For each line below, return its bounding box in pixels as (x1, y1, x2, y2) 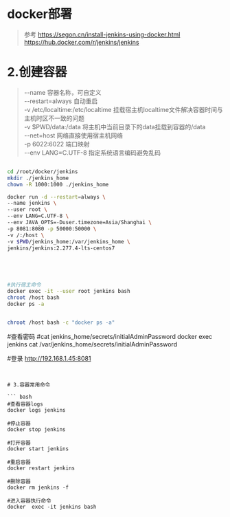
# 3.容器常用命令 (7, 381, 50, 388)
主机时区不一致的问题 (23, 114, 84, 122)
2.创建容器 (7, 65, 67, 80)
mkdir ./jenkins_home (7, 175, 69, 181)
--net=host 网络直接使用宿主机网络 (23, 131, 124, 140)
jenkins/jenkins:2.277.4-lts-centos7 (7, 245, 115, 252)
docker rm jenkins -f (7, 484, 69, 491)
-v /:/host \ (7, 232, 45, 239)
